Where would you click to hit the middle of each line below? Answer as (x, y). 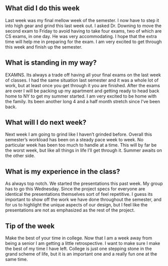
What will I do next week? (46, 122)
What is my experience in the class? (63, 172)
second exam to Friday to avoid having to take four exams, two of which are (83, 31)
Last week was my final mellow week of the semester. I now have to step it (82, 20)
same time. (17, 259)
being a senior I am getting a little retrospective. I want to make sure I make (83, 243)
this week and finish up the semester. (44, 47)
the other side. (20, 156)
